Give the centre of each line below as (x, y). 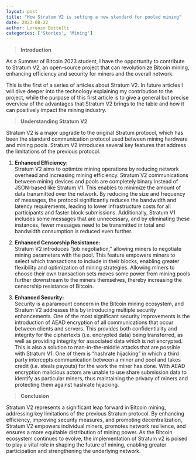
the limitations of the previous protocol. (53, 151)
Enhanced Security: (39, 298)
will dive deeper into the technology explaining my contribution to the (90, 91)
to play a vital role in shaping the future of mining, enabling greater (86, 445)
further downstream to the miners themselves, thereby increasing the (98, 280)
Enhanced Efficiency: (41, 163)
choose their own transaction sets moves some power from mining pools (102, 274)
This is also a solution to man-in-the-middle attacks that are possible (97, 347)
